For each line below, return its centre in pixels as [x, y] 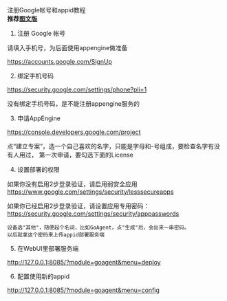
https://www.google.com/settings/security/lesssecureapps [90, 192]
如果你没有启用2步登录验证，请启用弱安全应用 [72, 184]
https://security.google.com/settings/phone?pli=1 [77, 89]
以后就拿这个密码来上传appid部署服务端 [56, 235]
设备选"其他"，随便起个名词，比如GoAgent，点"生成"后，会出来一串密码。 [98, 227]
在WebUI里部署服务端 [48, 248]
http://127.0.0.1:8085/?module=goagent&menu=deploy [84, 262]
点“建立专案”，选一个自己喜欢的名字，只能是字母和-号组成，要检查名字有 [111, 146]
